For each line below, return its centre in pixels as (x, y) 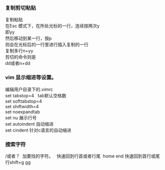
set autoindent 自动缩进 (29, 124)
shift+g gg (20, 162)
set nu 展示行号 (21, 118)
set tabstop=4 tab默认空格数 (36, 95)
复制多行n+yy (19, 51)
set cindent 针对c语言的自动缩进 (38, 130)
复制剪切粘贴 (21, 7)
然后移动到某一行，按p (28, 38)
